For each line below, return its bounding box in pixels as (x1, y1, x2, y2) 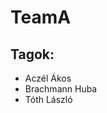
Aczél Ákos (24, 72, 72, 84)
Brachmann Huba (24, 83, 98, 95)
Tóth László (24, 94, 73, 105)
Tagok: (10, 46, 55, 63)
